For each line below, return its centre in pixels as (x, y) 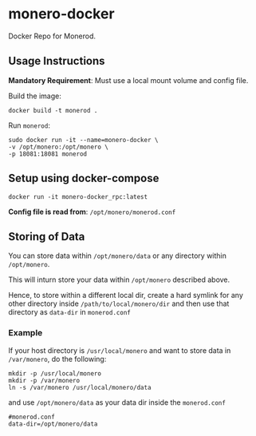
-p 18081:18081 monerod (48, 154)
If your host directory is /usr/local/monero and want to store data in (120, 350)
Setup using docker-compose (84, 178)
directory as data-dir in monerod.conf (70, 312)
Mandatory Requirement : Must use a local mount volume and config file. (128, 80)
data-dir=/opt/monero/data (53, 424)
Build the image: (35, 96)
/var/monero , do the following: (57, 359)
